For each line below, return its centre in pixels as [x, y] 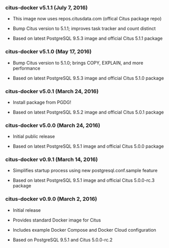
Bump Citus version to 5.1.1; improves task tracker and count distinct [84, 29]
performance [27, 68]
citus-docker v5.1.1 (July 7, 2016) [46, 8]
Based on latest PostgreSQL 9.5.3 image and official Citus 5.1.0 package [88, 78]
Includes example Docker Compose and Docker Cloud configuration [84, 230]
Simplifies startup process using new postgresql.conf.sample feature [85, 171]
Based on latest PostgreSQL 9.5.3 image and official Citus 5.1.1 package [88, 38]
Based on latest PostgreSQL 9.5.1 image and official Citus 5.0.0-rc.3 [83, 180]
